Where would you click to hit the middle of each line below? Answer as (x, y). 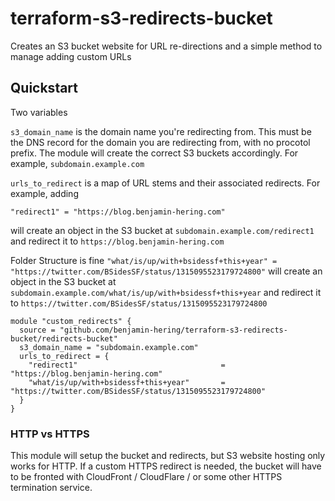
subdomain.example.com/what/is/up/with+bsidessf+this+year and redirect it (166, 292)
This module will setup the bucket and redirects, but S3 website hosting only (168, 456)
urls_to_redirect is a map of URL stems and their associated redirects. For (165, 183)
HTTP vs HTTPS (50, 434)
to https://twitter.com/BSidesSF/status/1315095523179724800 (139, 303)
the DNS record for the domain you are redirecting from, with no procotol (160, 142)
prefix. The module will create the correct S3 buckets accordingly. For (154, 153)
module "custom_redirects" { (71, 321)
